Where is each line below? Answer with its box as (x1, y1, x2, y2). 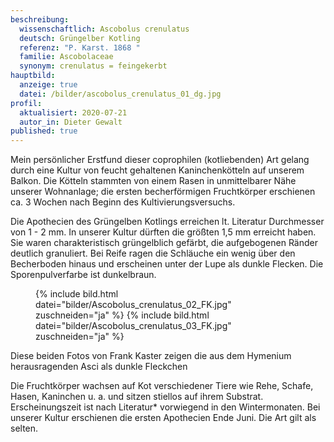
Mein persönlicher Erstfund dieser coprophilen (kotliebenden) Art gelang (10, 154, 310, 166)
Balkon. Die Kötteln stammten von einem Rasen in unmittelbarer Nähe (10, 175, 297, 187)
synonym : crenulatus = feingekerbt (19, 61, 168, 71)
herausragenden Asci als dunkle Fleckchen (10, 361, 188, 373)
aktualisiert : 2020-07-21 (19, 107, 128, 118)
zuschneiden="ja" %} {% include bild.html (35, 309, 210, 321)
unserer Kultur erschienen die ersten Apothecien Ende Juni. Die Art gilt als (10, 412, 317, 424)
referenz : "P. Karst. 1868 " (19, 42, 141, 53)
